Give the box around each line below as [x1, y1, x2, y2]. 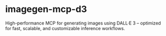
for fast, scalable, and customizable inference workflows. [5, 25, 125, 31]
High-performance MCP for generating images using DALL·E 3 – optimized [5, 20, 161, 26]
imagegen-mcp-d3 [5, 3, 87, 15]
